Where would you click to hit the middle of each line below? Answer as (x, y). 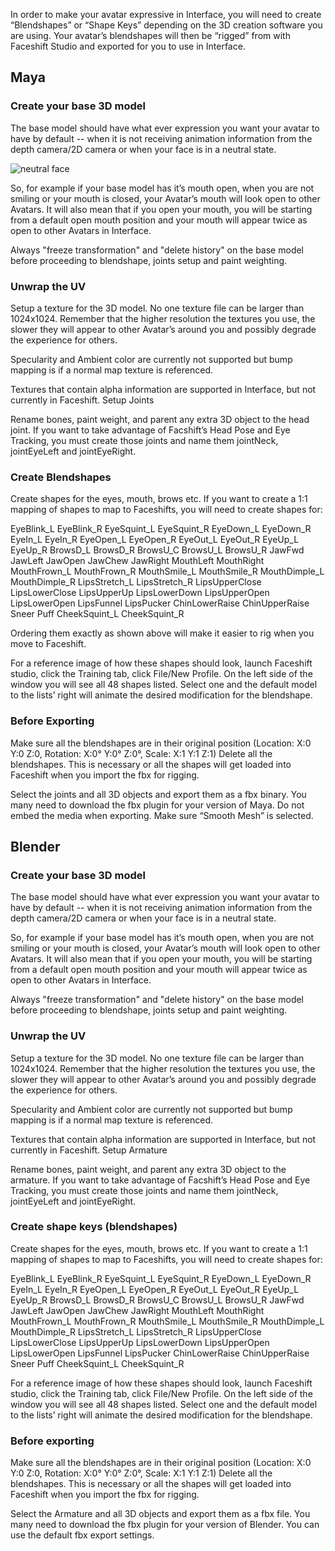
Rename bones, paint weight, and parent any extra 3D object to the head (160, 419)
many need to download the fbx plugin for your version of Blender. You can (165, 1525)
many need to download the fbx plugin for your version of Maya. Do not (157, 805)
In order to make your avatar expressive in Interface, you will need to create (166, 14)
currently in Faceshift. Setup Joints (82, 400)
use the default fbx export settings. (82, 1535)
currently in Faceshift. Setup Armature (89, 1150)
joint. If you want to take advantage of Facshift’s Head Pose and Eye (150, 430)
